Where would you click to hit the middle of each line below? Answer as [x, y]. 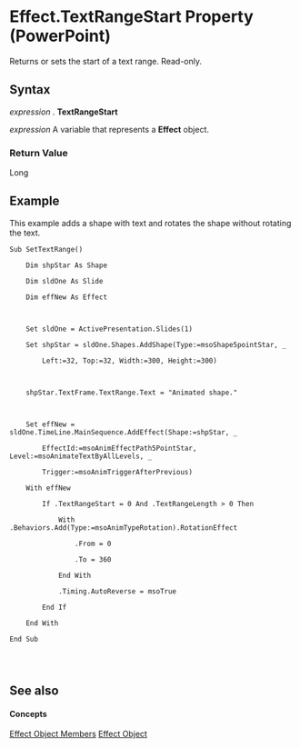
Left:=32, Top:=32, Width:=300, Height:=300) [130, 361]
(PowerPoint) [60, 36]
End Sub [24, 639]
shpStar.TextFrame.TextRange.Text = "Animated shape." [132, 393]
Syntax [30, 90]
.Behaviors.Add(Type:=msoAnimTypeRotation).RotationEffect [124, 528]
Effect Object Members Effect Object [79, 734]
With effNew [48, 488]
